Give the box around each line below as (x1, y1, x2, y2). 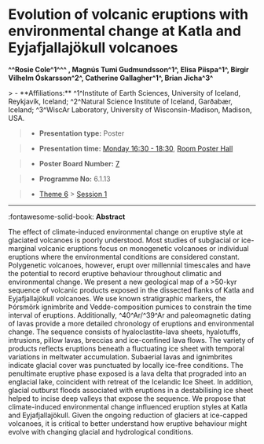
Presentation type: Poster (38, 128, 125, 138)
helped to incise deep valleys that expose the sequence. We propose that (8, 394, 246, 403)
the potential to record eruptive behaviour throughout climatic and (8, 268, 222, 278)
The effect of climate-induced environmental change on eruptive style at (8, 227, 244, 236)
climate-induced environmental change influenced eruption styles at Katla (8, 402, 247, 411)
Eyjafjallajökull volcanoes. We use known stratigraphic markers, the (8, 293, 226, 303)
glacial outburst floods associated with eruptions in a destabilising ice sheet (8, 385, 254, 395)
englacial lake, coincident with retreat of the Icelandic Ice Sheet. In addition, (8, 377, 254, 386)
